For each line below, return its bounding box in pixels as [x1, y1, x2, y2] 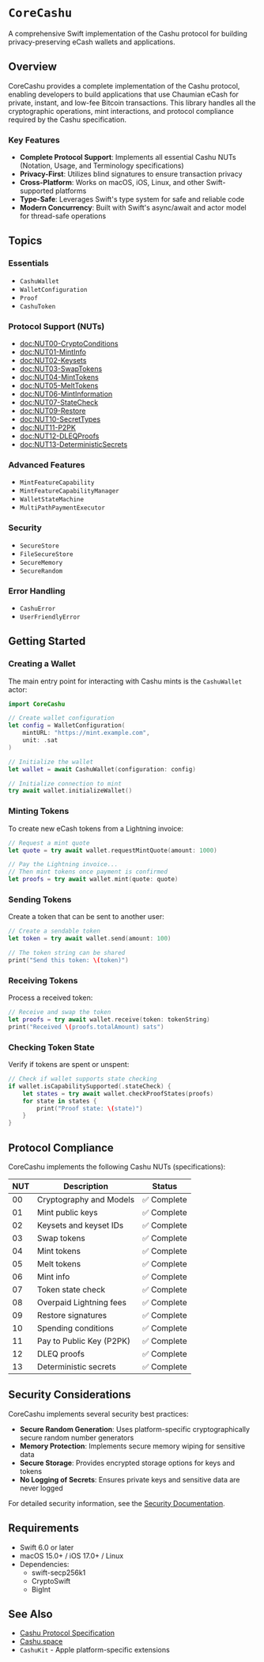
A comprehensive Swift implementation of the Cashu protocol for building [8, 28, 247, 38]
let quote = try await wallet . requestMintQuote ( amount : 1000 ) [8, 846, 217, 854]
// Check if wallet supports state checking [8, 1075, 157, 1083]
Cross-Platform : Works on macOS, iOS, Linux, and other [19, 178, 205, 187]
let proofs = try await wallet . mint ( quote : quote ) [8, 876, 179, 884]
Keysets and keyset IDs [36, 1220, 124, 1231]
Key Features [8, 134, 61, 146]
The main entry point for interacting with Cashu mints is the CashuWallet [8, 676, 243, 686]
